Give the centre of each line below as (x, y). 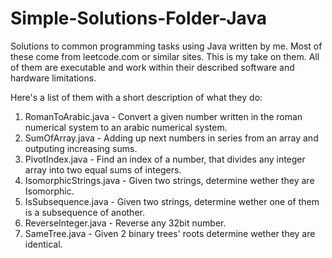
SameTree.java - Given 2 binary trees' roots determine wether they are (170, 233)
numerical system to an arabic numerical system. (126, 127)
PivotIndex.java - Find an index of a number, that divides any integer (165, 159)
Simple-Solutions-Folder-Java (139, 18)
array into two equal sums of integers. (103, 169)
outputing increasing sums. (81, 148)
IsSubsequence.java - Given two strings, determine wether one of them (172, 201)
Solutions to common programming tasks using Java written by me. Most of (166, 46)
